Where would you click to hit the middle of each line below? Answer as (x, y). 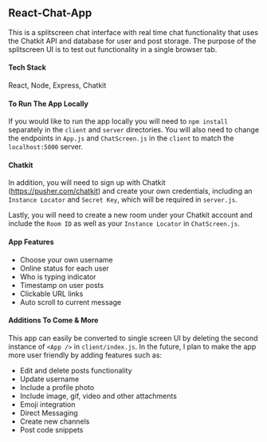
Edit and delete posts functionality (76, 370)
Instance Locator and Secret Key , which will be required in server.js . (123, 199)
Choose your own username (66, 259)
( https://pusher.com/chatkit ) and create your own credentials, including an (130, 191)
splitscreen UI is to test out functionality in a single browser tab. (113, 49)
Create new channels (55, 421)
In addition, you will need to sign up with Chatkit (87, 183)
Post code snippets (51, 429)
